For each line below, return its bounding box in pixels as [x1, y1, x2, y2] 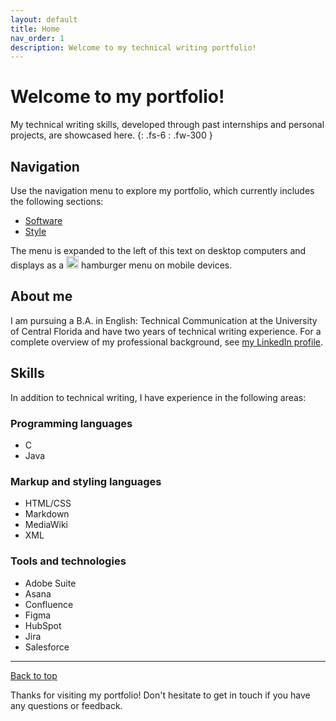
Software [24, 215, 63, 226]
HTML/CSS [24, 497, 72, 510]
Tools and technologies [10, 554, 127, 568]
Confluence [24, 598, 74, 610]
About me [10, 288, 73, 305]
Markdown [24, 508, 70, 520]
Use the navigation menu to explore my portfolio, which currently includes [10, 185, 315, 196]
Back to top [10, 669, 58, 681]
